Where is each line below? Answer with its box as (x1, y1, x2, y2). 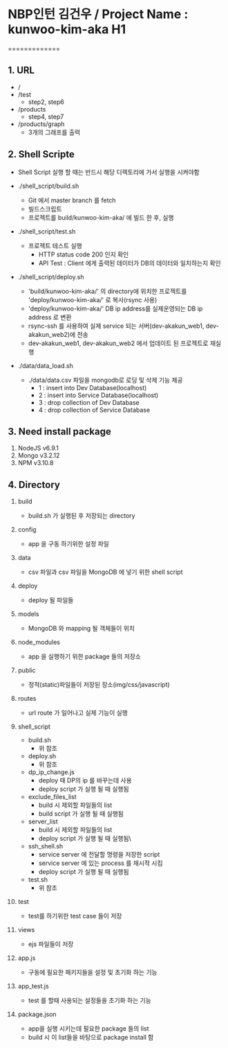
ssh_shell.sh (28, 842, 64, 850)
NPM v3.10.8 (17, 459, 54, 467)
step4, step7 (28, 112, 64, 121)
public (17, 666, 36, 674)
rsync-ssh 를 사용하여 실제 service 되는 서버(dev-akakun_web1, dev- (28, 322, 220, 330)
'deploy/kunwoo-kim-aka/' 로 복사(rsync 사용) (28, 295, 158, 304)
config (17, 525, 37, 534)
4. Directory (8, 479, 61, 491)
